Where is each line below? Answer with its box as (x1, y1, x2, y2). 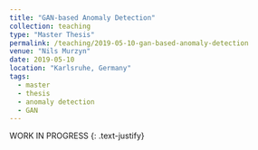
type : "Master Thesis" (9, 30, 95, 39)
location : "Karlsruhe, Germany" (9, 64, 131, 73)
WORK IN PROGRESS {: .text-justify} (9, 130, 145, 141)
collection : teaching (9, 22, 91, 31)
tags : (9, 72, 30, 81)
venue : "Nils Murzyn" (9, 47, 91, 56)
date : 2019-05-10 (9, 55, 75, 64)
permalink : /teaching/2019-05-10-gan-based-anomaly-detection (9, 38, 249, 48)
